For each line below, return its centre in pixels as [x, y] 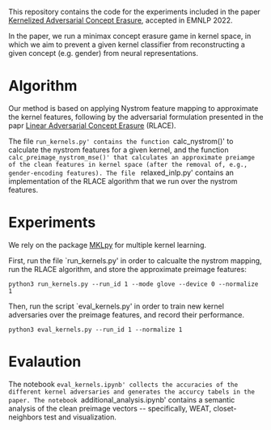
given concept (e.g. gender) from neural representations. [103, 53]
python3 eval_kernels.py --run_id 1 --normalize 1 [95, 330]
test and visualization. [80, 417]
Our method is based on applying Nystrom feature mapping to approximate [133, 108]
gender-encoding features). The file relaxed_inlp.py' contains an [121, 172]
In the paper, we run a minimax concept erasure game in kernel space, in [130, 36]
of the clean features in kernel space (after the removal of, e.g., [128, 164]
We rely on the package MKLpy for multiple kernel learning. [108, 245]
